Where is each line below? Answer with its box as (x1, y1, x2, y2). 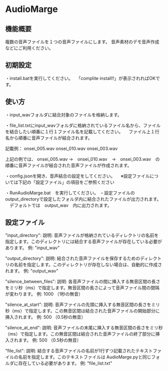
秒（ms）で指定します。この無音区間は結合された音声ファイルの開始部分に (5, 308, 160, 314)
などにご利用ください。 (5, 45, 53, 51)
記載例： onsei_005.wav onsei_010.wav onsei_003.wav (5, 145, 118, 151)
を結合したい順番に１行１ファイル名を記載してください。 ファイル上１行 (5, 128, 160, 134)
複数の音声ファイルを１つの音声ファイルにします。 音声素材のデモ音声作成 (5, 39, 159, 44)
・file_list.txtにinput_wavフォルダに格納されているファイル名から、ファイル (5, 122, 161, 128)
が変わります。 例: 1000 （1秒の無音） (5, 291, 83, 297)
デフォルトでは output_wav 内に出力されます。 (9, 202, 112, 208)
